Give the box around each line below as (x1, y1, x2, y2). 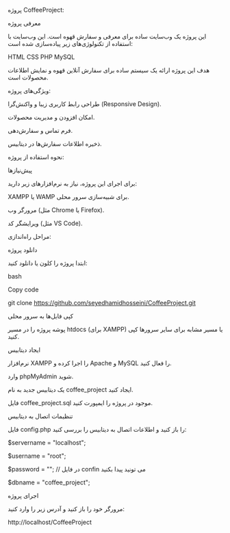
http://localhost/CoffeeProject (8, 518, 92, 526)
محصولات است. (8, 73, 49, 81)
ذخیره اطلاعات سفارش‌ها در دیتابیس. (8, 140, 102, 148)
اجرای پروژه (8, 492, 39, 499)
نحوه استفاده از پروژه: (8, 153, 64, 161)
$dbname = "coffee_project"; (8, 478, 91, 486)
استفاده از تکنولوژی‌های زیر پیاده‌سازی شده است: (8, 40, 133, 47)
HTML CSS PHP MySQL (8, 53, 75, 61)
